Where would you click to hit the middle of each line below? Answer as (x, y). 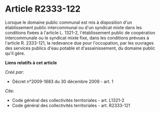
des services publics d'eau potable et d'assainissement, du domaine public (80, 48)
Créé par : (15, 72)
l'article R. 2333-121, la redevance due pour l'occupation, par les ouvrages (80, 43)
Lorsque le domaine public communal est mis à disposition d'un (69, 22)
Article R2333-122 (43, 9)
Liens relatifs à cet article (31, 63)
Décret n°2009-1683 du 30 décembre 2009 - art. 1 (63, 81)
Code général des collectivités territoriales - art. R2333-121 (71, 105)
